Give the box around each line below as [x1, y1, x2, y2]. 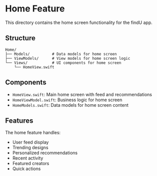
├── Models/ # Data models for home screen [5, 51, 117, 56]
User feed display [12, 139, 49, 145]
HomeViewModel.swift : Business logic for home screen [12, 97, 123, 103]
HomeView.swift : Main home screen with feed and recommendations [12, 91, 153, 97]
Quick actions [12, 166, 41, 172]
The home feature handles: [5, 130, 61, 136]
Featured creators [12, 161, 49, 167]
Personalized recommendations [12, 150, 78, 156]
